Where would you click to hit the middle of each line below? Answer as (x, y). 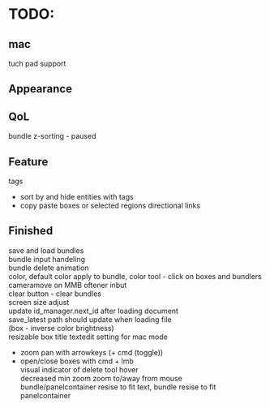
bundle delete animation (49, 268)
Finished (31, 231)
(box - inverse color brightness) (62, 328)
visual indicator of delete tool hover (79, 369)
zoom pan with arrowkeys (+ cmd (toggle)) (92, 352)
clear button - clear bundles (55, 294)
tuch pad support (37, 63)
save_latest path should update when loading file (90, 319)
